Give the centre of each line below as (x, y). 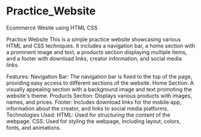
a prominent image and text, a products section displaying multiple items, (97, 52)
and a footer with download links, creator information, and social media (94, 58)
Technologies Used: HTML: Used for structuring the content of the (88, 115)
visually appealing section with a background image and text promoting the (99, 89)
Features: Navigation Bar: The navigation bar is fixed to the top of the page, (99, 76)
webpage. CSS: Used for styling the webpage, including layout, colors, (94, 121)
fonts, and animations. (34, 127)
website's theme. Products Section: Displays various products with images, (99, 96)
